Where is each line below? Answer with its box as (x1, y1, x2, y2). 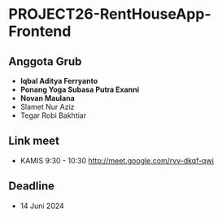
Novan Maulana (20, 93, 75, 102)
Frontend (8, 22, 72, 41)
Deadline (8, 180, 55, 193)
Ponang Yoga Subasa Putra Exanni (20, 85, 140, 94)
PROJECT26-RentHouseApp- (8, 5, 211, 24)
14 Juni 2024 (20, 201, 65, 210)
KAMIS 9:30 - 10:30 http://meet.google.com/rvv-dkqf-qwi (20, 155, 214, 165)
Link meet (8, 134, 59, 148)
